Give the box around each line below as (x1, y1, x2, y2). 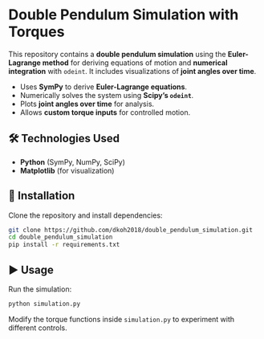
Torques (8, 22, 65, 41)
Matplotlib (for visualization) (19, 165, 115, 175)
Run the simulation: (8, 284, 72, 294)
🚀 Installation (8, 189, 75, 202)
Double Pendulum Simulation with (8, 6, 239, 24)
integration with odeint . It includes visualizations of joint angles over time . (8, 66, 257, 76)
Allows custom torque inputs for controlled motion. (19, 107, 191, 117)
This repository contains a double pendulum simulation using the (8, 49, 226, 59)
